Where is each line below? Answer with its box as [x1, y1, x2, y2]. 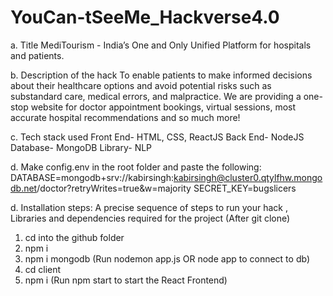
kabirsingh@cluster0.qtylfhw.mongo [173, 171, 323, 183]
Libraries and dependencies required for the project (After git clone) [10, 212, 291, 224]
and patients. [10, 49, 65, 61]
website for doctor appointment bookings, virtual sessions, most [30, 101, 297, 113]
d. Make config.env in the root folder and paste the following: [10, 161, 262, 173]
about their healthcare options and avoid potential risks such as [10, 79, 272, 91]
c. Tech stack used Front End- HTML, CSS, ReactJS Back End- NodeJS [10, 131, 305, 143]
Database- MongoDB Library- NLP [10, 141, 153, 153]
